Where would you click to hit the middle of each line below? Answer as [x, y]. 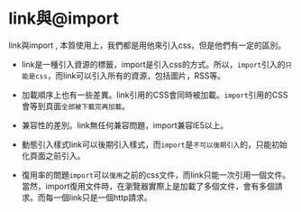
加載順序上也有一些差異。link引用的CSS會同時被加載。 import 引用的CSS [155, 95]
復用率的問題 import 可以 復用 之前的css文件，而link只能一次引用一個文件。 [156, 175]
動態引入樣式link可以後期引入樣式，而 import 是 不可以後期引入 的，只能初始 [154, 144]
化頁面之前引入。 [53, 155]
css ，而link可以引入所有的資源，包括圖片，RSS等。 [130, 75]
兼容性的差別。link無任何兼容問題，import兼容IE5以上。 [125, 125]
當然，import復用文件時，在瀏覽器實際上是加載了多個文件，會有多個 [148, 186]
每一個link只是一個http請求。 [99, 197]
